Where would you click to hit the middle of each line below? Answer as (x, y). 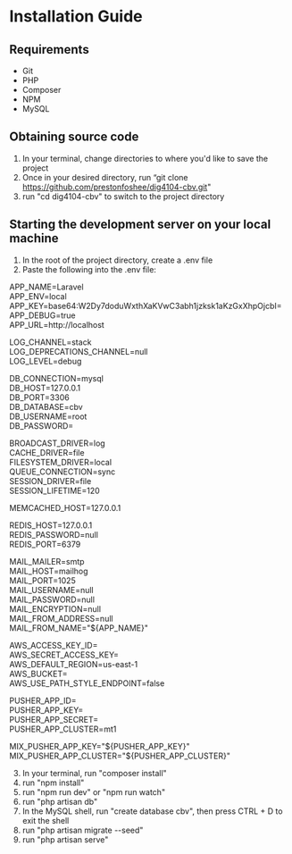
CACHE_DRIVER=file (47, 452)
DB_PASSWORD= (42, 425)
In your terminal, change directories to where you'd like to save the (145, 158)
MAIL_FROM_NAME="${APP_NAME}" (79, 628)
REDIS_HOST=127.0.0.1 (51, 525)
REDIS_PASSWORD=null (54, 534)
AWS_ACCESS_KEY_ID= (54, 645)
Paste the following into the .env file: (89, 269)
